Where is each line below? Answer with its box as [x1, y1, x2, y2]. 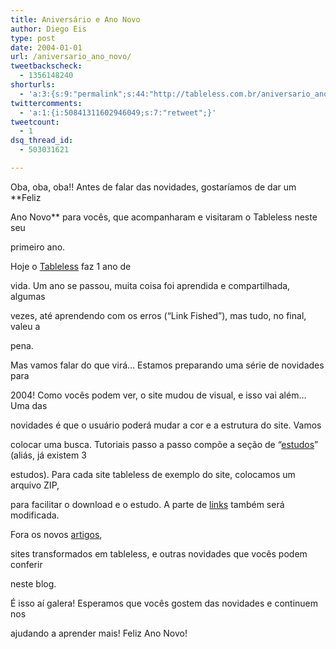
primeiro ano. [10, 241, 66, 253]
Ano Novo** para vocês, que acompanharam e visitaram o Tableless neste [10, 211, 318, 223]
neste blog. [10, 577, 57, 590]
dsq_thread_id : [10, 136, 74, 146]
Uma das [10, 399, 48, 411]
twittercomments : [10, 98, 83, 108]
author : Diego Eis [10, 24, 87, 34]
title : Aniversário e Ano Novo [10, 14, 141, 25]
